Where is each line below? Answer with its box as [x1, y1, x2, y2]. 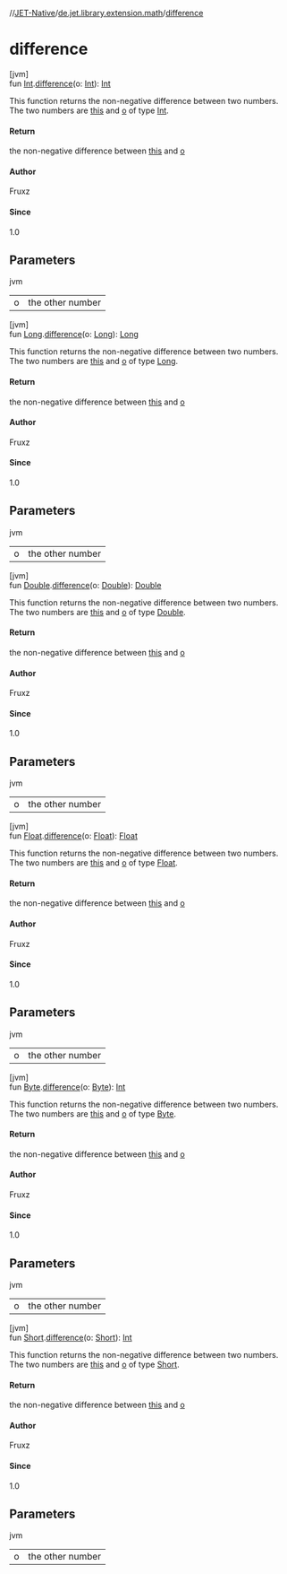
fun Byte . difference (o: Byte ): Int [9, 1081, 126, 1092]
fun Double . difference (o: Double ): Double [9, 579, 162, 590]
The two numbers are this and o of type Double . [9, 606, 186, 617]
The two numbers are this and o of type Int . [9, 105, 170, 116]
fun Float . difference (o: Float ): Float [9, 830, 139, 841]
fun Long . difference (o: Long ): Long [9, 329, 139, 340]
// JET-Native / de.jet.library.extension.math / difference [9, 8, 204, 18]
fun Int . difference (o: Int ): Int [9, 78, 112, 89]
